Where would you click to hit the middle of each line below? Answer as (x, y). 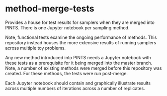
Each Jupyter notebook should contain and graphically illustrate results (78, 83)
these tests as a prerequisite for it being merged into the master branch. (79, 63)
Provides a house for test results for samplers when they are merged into (80, 22)
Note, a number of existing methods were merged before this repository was (83, 68)
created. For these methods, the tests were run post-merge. (67, 73)
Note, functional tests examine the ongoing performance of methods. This (81, 37)
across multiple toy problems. (36, 48)
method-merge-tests (50, 9)
